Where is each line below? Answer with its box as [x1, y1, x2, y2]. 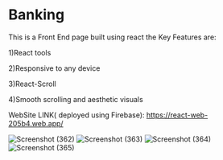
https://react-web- [146, 110, 209, 120]
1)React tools [8, 47, 52, 57]
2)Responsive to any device [8, 63, 101, 73]
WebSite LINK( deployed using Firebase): [8, 110, 145, 120]
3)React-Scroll [8, 79, 56, 88]
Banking [8, 6, 65, 24]
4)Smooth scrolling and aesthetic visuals [8, 94, 143, 104]
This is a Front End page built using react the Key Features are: [8, 32, 217, 42]
